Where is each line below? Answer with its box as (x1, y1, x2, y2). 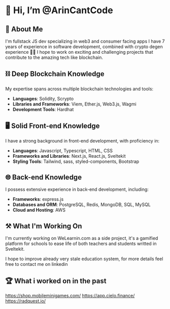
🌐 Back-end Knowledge (5, 173, 82, 182)
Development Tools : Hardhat (12, 106, 74, 112)
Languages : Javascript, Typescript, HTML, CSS (12, 147, 113, 154)
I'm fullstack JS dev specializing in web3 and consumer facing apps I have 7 (5, 38, 165, 44)
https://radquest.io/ (5, 298, 46, 304)
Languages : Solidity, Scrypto (12, 95, 74, 101)
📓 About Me (5, 25, 43, 33)
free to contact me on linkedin (5, 261, 68, 267)
